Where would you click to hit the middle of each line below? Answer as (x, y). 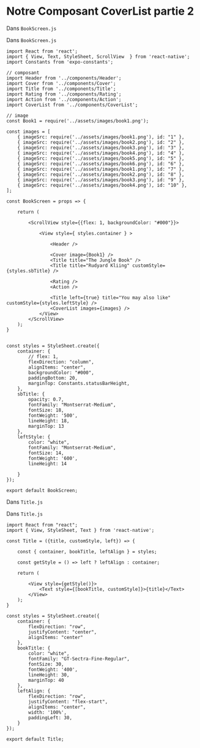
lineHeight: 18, (49, 421)
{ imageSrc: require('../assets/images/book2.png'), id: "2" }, (101, 142)
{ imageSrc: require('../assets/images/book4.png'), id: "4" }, (101, 153)
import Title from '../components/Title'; (61, 89)
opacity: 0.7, (46, 399)
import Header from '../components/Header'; (64, 78)
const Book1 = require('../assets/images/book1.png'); (78, 121)
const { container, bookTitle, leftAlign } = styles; (87, 552)
